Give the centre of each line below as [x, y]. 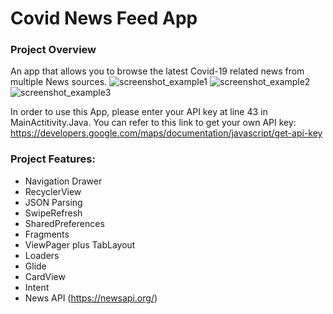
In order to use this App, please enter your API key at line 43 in [139, 112]
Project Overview [53, 50]
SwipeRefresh [53, 213]
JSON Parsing [53, 202]
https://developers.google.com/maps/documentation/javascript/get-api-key [166, 133]
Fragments [47, 234]
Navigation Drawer [63, 181]
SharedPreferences [64, 223]
